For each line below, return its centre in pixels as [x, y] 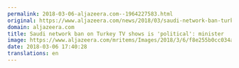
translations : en [33, 54]
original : [22, 21]
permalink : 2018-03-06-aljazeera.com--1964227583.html [90, 14]
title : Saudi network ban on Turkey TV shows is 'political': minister [116, 34]
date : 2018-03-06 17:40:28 [47, 47]
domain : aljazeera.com [41, 27]
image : [17, 40]
